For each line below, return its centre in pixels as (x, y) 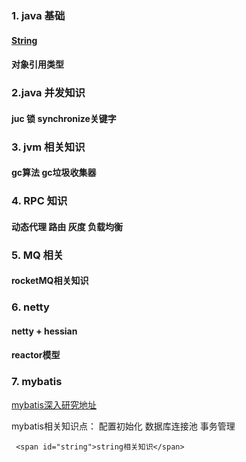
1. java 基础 (38, 15)
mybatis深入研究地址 (54, 404)
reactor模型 (36, 355)
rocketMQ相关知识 (50, 281)
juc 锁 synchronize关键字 (64, 118)
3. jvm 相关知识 (48, 147)
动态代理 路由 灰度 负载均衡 (67, 226)
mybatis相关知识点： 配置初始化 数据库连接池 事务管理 (123, 426)
